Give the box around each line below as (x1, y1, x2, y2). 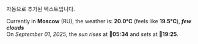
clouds (6, 24, 24, 31)
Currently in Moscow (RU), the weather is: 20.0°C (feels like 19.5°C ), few (6, 18, 191, 24)
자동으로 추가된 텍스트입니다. (6, 5, 75, 12)
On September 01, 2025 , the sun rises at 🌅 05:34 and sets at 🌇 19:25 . (6, 31, 178, 38)
